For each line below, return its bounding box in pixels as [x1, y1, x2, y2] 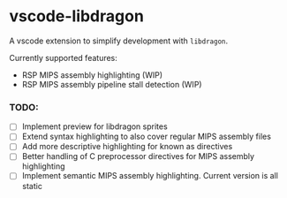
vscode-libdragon [9, 6, 144, 27]
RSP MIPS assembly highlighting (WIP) [21, 69, 163, 80]
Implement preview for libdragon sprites [21, 121, 168, 132]
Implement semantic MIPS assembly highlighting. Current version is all [21, 171, 278, 181]
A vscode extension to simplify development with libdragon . [9, 35, 229, 46]
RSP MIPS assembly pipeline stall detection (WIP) [21, 79, 202, 89]
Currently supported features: [9, 52, 117, 63]
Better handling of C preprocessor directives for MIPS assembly [21, 151, 254, 162]
